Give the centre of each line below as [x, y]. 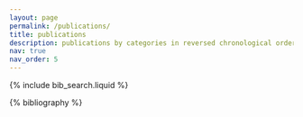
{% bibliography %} [46, 103]
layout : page [34, 18]
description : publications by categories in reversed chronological [141, 43]
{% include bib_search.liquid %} [69, 85]
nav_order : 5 [34, 59]
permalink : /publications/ [60, 26]
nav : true [28, 51]
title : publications [48, 34]
